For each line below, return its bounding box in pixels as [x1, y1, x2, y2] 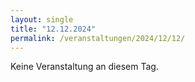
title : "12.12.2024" [10, 24, 97, 34]
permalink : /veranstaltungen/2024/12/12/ [10, 33, 186, 43]
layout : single [10, 14, 74, 25]
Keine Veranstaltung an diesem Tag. [10, 61, 159, 73]
